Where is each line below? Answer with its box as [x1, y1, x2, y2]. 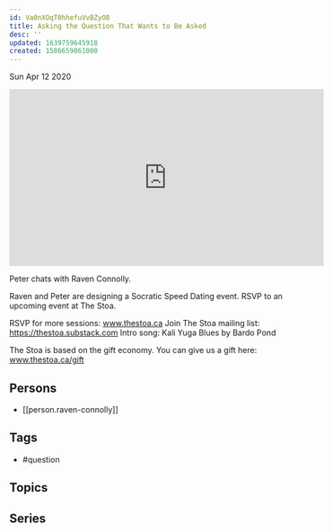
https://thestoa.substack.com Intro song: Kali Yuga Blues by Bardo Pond [9, 327, 276, 338]
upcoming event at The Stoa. [9, 300, 117, 311]
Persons [9, 380, 57, 395]
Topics [9, 480, 48, 495]
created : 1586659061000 [9, 47, 99, 56]
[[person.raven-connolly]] [22, 403, 118, 414]
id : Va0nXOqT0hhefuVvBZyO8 [9, 13, 110, 22]
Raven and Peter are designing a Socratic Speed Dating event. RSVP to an [9, 291, 283, 302]
